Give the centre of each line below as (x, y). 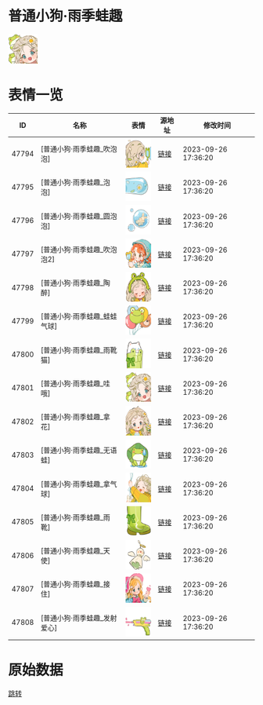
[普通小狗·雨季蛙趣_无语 (79, 450)
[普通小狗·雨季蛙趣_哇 (76, 383)
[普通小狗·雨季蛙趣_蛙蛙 (79, 316)
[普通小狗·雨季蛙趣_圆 (76, 216)
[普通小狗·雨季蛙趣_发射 (79, 618)
